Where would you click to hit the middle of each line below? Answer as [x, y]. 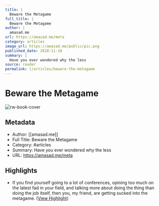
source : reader [21, 64]
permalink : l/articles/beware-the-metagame [50, 69]
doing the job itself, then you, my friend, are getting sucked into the [80, 193]
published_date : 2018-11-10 [34, 51]
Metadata [20, 123]
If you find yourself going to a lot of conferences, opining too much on [83, 182]
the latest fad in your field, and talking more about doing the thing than [83, 188]
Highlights [21, 171]
